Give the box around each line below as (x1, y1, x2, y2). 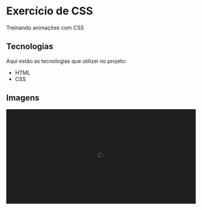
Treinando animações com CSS (6, 24, 84, 31)
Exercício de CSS (6, 4, 93, 18)
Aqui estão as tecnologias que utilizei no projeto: (6, 57, 127, 64)
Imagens (6, 93, 40, 103)
